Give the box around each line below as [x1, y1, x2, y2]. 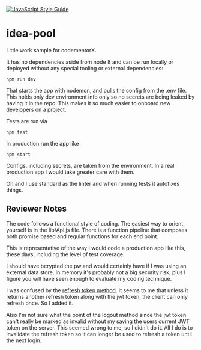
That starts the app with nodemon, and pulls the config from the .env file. [6, 87, 187, 94]
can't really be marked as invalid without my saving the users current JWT [6, 318, 190, 325]
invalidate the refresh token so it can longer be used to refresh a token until [6, 330, 192, 337]
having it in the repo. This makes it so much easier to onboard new [6, 99, 171, 106]
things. [6, 186, 23, 194]
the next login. [6, 337, 42, 344]
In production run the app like [6, 140, 79, 147]
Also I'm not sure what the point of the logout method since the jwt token [6, 311, 187, 318]
